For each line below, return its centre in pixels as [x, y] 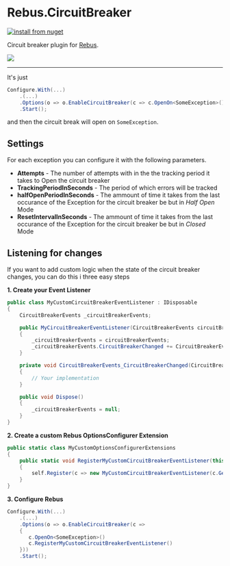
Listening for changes [55, 253]
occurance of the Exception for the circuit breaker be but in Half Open [116, 203]
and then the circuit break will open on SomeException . [83, 122]
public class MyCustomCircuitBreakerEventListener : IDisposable [102, 303]
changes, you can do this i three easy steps [68, 277]
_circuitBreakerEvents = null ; [76, 410]
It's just [17, 77]
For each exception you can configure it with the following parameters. [107, 160]
